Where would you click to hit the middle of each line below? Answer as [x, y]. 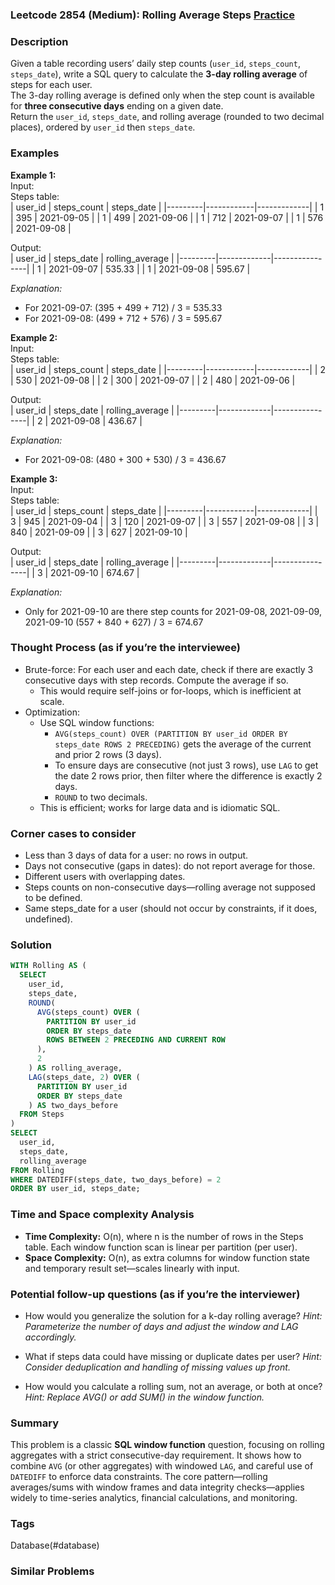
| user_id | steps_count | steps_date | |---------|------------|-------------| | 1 [167, 207]
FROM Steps [42, 1114]
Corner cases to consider [73, 833]
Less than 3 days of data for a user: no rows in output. [136, 855]
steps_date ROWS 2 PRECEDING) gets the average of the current [183, 744]
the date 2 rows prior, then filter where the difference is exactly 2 [188, 775]
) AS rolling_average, [75, 1068]
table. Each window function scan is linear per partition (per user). [161, 1247]
